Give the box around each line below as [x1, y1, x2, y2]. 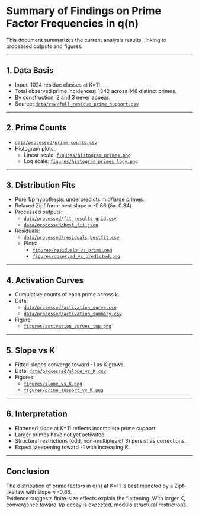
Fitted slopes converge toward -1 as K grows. [14, 361, 126, 368]
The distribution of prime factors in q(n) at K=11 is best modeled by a [6, 482, 174, 489]
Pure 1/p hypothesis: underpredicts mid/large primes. [14, 196, 145, 203]
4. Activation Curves [6, 275, 84, 285]
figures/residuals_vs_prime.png [32, 247, 113, 253]
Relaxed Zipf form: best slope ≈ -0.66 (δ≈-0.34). [14, 202, 133, 209]
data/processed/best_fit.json [23, 222, 99, 228]
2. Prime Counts [6, 123, 67, 133]
